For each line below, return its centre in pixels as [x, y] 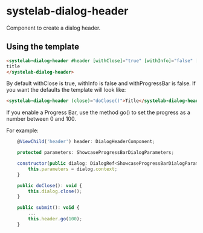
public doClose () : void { [50, 185]
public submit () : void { [48, 208]
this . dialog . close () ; [55, 191]
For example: [23, 130]
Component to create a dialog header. [53, 28]
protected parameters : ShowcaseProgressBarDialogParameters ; [95, 153]
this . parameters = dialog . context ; [73, 169]
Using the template [43, 47]
